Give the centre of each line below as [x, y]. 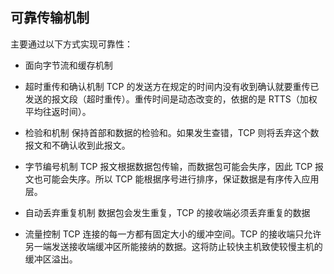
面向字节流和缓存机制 [68, 65]
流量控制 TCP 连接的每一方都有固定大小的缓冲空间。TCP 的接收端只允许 [173, 234]
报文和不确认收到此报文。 [77, 145]
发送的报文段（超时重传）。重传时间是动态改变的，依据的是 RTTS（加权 [171, 99]
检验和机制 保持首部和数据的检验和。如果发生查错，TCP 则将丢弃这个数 [172, 132]
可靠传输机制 [50, 18]
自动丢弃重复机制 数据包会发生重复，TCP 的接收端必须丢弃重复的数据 [167, 212]
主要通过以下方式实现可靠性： [71, 44]
